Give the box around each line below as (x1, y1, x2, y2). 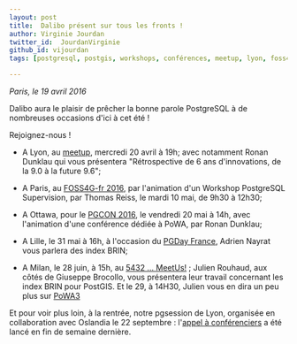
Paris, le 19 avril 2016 (9, 86, 87, 96)
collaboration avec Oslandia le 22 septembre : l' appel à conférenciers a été (9, 317, 283, 327)
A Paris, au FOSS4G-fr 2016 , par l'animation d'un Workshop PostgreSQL (21, 183, 286, 193)
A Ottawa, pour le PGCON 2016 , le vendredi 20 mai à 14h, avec (21, 210, 251, 219)
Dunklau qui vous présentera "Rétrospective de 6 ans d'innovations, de (21, 157, 281, 166)
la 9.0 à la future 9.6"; (21, 165, 102, 176)
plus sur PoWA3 (21, 291, 81, 301)
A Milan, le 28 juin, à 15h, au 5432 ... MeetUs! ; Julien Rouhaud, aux (21, 263, 268, 272)
